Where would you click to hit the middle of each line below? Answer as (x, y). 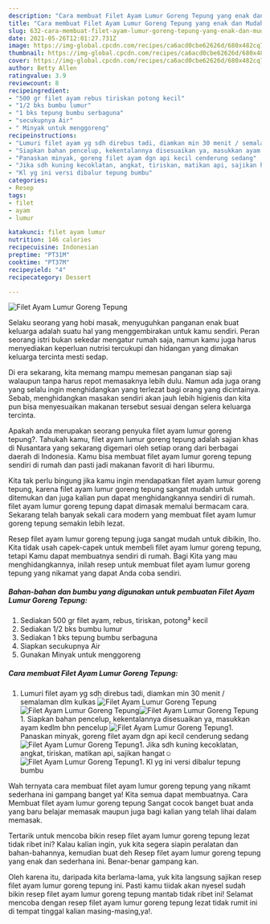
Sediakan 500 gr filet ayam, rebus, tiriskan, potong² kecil (114, 621)
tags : (17, 195)
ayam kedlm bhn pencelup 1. (127, 728)
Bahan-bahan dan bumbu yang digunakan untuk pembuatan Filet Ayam (131, 592)
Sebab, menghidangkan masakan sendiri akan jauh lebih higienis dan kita (130, 398)
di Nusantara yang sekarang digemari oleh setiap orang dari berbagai (123, 448)
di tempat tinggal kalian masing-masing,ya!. (80, 911)
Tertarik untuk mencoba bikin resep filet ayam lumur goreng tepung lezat (129, 836)
